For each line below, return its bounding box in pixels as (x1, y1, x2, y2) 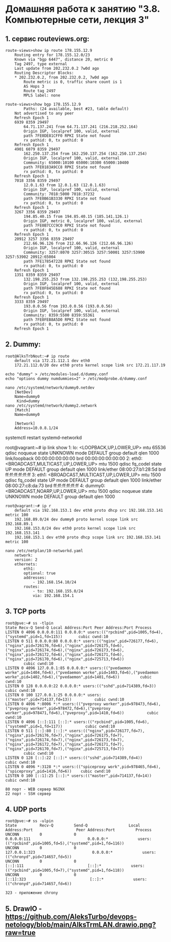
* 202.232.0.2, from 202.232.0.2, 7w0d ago (14, 75, 109, 80)
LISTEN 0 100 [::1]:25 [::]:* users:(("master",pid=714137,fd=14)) (5, 773, 152, 778)
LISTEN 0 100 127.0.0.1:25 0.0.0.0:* (5, 692, 86, 697)
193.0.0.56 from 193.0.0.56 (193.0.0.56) (23, 304, 113, 309)
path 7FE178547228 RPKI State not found (23, 259, 111, 264)
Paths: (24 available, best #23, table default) (23, 106, 129, 111)
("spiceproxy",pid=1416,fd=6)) (5, 769, 72, 774)
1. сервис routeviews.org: (5, 34, 89, 43)
